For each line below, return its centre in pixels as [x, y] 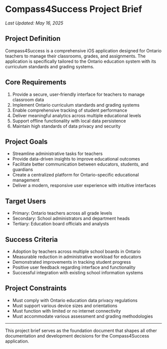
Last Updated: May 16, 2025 [34, 23]
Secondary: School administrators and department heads [71, 218]
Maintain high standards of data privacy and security [66, 126]
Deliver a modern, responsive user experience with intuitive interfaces [84, 185]
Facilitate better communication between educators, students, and [80, 164]
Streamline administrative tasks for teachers [57, 154]
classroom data [28, 99]
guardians [23, 170]
